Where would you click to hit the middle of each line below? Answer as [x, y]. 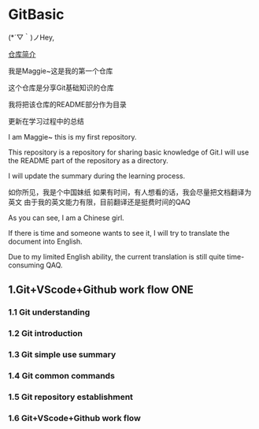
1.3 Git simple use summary [62, 355]
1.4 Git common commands [62, 376]
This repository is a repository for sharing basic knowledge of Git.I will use [129, 152]
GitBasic [36, 15]
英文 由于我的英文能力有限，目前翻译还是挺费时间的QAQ [100, 202]
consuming [26, 265]
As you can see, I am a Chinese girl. [66, 218]
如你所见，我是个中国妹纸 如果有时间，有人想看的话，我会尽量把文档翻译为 [130, 192]
